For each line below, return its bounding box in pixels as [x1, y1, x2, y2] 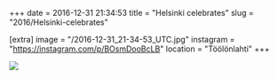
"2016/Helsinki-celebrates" [9, 17, 108, 28]
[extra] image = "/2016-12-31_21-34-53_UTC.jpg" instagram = [9, 35, 235, 44]
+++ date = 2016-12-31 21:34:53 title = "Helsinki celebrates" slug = [9, 8, 255, 18]
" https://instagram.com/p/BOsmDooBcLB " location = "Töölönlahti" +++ [9, 43, 271, 54]
